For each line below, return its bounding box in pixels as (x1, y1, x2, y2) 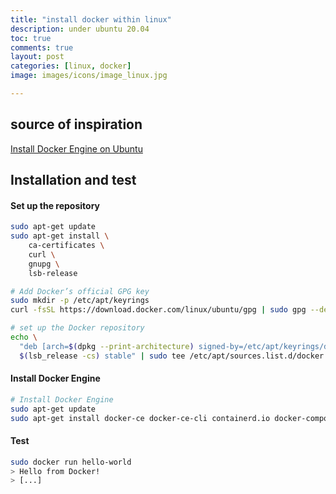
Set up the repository (10, 199, 101, 211)
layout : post (10, 52, 65, 62)
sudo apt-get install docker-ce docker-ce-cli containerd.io (10, 413, 271, 423)
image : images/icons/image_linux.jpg (10, 71, 168, 81)
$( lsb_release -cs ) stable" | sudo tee (19, 351, 186, 361)
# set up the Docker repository (10, 323, 145, 333)
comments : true (10, 42, 74, 53)
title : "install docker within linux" (10, 14, 172, 25)
